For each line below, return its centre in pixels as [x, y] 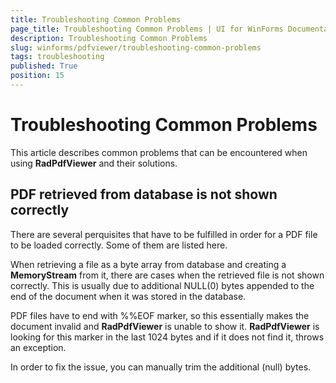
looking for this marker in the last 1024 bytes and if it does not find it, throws [167, 337]
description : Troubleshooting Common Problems [109, 38]
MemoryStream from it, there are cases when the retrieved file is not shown [167, 275]
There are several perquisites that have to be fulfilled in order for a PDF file [164, 234]
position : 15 [37, 76]
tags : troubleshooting [57, 57]
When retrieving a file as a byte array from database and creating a [148, 264]
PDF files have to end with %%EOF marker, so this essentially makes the [160, 315]
